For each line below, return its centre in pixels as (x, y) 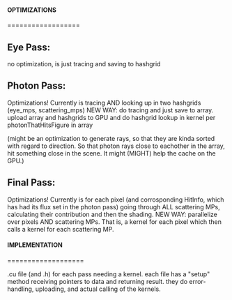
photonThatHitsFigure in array (50, 125)
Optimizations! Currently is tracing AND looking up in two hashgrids (104, 103)
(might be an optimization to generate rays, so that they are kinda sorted (111, 138)
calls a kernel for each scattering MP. (61, 229)
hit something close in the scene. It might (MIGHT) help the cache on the (111, 153)
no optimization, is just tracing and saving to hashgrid (84, 64)
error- (198, 281)
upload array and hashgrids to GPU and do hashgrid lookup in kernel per (111, 117)
